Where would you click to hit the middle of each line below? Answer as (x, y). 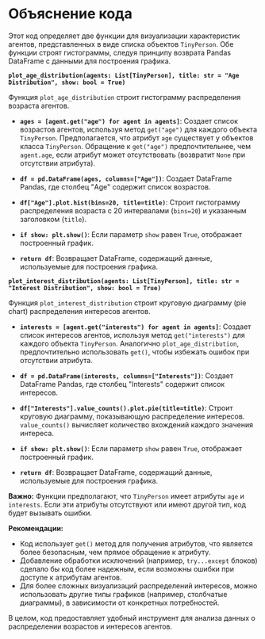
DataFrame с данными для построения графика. (90, 61)
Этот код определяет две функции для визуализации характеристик (124, 36)
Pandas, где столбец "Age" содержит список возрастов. (115, 186)
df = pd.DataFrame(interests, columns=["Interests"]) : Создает (127, 375)
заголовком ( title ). (53, 219)
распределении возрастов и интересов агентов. (90, 626)
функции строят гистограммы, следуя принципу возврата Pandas (120, 52)
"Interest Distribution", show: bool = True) (84, 288)
